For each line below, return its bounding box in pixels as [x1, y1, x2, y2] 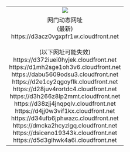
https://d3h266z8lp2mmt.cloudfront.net [9, 92, 121, 100]
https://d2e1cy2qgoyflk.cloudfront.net [12, 77, 118, 85]
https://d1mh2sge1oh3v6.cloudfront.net [9, 63, 121, 71]
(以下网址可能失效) [39, 48, 91, 56]
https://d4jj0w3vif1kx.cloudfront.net [15, 106, 115, 115]
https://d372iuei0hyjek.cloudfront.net [13, 56, 117, 64]
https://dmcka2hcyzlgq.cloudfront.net [12, 121, 118, 129]
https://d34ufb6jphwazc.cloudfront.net [11, 114, 119, 122]
